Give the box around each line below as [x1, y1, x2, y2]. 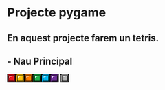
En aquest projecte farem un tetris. [7, 32, 159, 44]
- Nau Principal [7, 55, 73, 67]
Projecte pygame [7, 5, 107, 21]
